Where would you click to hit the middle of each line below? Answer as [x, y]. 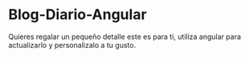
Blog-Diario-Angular [78, 15]
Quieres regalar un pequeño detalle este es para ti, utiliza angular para [125, 37]
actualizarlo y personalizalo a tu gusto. [72, 44]
